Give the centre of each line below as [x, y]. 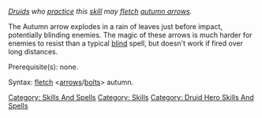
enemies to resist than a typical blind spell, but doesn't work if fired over [125, 43]
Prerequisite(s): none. [43, 67]
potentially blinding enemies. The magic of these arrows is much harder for [130, 35]
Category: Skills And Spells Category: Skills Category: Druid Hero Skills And [131, 97]
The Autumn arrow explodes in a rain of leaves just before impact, [116, 26]
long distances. [33, 52]
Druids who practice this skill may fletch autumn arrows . [100, 11]
